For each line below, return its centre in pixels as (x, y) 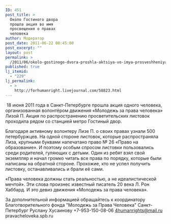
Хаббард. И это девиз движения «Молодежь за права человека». (77, 189)
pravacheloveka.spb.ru (29, 216)
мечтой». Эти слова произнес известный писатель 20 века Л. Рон (77, 184)
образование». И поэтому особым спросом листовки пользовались (80, 147)
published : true (22, 67)
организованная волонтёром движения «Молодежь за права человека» (84, 110)
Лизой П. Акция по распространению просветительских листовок (78, 116)
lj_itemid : (17, 72)
